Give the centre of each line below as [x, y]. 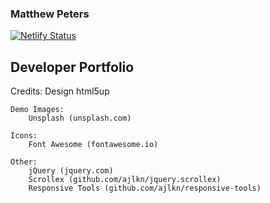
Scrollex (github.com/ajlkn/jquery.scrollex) [125, 180]
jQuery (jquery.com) [71, 171]
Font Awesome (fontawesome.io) [93, 145]
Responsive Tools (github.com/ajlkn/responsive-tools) [145, 188]
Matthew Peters [50, 14]
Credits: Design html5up [60, 91]
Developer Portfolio [72, 67]
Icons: [24, 136]
